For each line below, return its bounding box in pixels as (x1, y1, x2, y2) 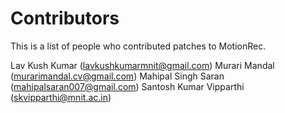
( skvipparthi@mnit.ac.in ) (10, 91, 112, 103)
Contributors (10, 7, 120, 30)
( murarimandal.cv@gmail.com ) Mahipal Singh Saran (10, 70, 225, 82)
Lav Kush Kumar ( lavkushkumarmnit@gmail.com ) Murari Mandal (10, 59, 275, 71)
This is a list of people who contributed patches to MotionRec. (10, 40, 267, 52)
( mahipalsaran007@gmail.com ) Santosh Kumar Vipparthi (10, 80, 245, 92)
